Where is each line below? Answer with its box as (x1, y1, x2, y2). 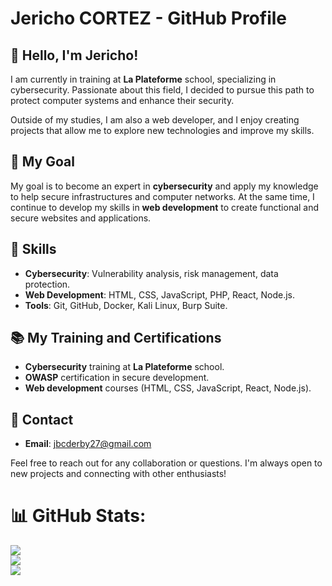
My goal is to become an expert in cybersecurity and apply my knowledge (10, 180, 319, 192)
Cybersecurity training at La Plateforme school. (24, 361, 225, 373)
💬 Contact (10, 411, 74, 428)
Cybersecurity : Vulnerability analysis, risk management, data (24, 267, 279, 279)
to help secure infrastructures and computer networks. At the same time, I (10, 190, 315, 202)
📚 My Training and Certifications (10, 330, 222, 347)
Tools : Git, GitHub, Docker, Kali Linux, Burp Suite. (24, 299, 228, 311)
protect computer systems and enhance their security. (10, 95, 235, 106)
